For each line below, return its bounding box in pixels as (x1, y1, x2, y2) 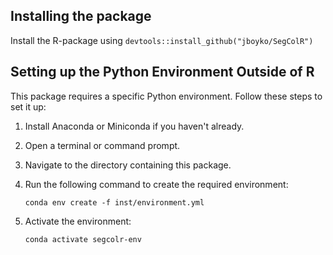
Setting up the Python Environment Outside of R (10, 64, 315, 81)
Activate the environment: (24, 215, 132, 227)
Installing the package (10, 8, 152, 25)
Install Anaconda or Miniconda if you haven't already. (24, 120, 245, 132)
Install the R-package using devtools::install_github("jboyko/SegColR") (10, 34, 314, 46)
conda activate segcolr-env (24, 234, 142, 244)
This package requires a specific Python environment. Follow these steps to (10, 90, 323, 102)
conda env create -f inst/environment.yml (24, 197, 205, 208)
